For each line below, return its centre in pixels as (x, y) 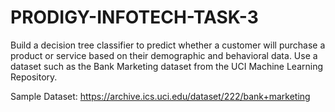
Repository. (34, 77)
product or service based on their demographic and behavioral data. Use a (164, 55)
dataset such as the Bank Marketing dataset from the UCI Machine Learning (167, 66)
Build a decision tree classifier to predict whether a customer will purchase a (168, 45)
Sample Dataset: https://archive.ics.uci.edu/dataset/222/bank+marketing (160, 96)
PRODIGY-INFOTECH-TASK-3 (134, 17)
